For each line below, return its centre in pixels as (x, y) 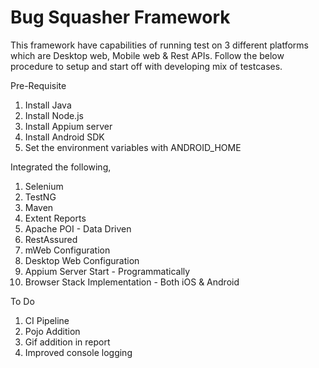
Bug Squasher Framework (120, 17)
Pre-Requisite (38, 85)
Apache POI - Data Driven (78, 228)
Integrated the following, (61, 167)
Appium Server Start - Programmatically (107, 271)
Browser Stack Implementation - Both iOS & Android (132, 282)
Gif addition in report (67, 342)
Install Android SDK (64, 137)
